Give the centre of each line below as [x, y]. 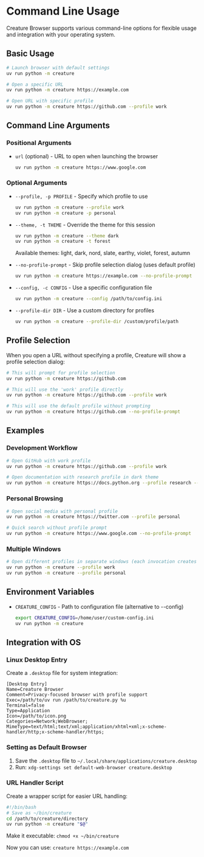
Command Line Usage [63, 11]
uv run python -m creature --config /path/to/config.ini [89, 299]
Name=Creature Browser [35, 690]
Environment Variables [50, 592]
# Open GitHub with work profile [49, 461]
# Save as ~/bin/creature [39, 813]
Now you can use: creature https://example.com [68, 848]
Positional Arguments [39, 143]
